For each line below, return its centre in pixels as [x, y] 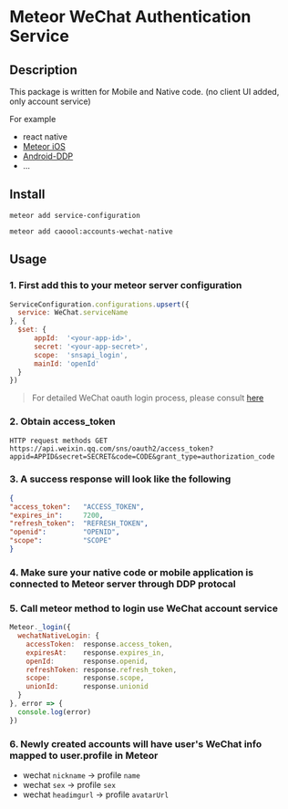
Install [27, 195]
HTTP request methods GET [58, 441]
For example [33, 119]
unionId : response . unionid [87, 687]
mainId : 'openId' [67, 363]
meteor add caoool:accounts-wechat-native [91, 231]
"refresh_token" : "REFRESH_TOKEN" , [79, 524]
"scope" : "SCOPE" [61, 541]
